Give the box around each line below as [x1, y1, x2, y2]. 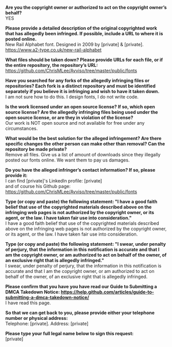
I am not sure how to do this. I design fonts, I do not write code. [5, 94, 139, 100]
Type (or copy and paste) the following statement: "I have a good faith [5, 199, 158, 204]
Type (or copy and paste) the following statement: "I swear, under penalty [5, 241, 166, 247]
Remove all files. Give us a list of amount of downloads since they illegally [5, 152, 161, 157]
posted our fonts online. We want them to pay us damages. [5, 157, 130, 163]
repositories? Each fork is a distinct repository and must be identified [5, 83, 156, 89]
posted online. [5, 36, 37, 42]
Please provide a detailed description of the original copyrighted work [5, 25, 157, 31]
